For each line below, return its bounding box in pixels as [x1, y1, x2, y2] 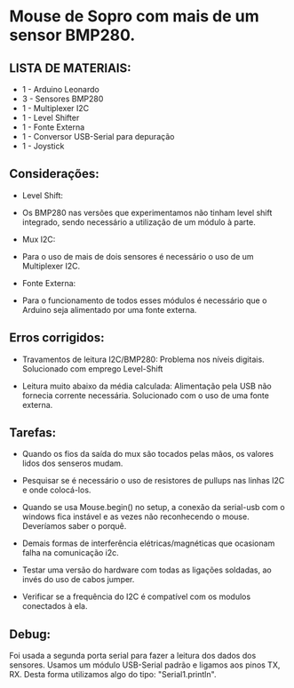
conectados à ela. [21, 601, 88, 612]
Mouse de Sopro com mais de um [9, 6, 259, 27]
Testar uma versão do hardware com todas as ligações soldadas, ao [21, 564, 273, 575]
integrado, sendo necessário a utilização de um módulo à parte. [21, 216, 256, 228]
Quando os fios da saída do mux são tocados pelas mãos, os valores [21, 449, 274, 460]
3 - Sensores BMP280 [21, 93, 104, 104]
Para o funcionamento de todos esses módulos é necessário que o [21, 295, 267, 306]
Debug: [9, 627, 52, 642]
